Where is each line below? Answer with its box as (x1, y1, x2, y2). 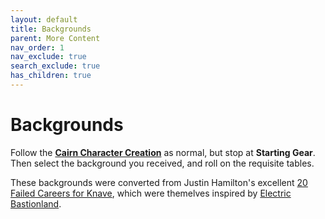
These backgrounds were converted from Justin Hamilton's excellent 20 (10, 176, 308, 188)
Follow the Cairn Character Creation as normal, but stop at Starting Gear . (10, 146, 316, 158)
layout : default (10, 14, 78, 25)
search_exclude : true (10, 61, 101, 71)
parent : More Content (10, 33, 101, 43)
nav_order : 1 (10, 42, 65, 53)
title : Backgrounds (10, 24, 92, 34)
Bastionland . (10, 197, 62, 210)
